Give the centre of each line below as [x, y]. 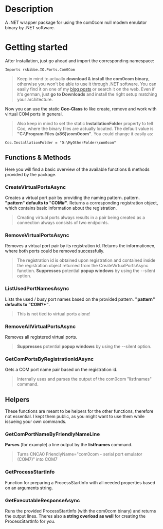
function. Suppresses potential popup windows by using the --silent [86, 271]
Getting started [36, 47]
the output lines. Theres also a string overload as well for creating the [75, 516]
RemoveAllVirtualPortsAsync [40, 326]
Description [29, 9]
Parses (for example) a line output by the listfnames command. [69, 445]
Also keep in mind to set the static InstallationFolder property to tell [85, 123]
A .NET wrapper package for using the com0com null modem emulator [76, 22]
